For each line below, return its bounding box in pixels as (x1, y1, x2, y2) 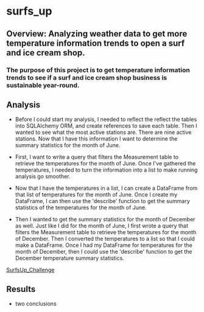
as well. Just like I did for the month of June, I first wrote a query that (15, 222, 189, 229)
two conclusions (15, 300, 57, 308)
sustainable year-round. (6, 81, 80, 89)
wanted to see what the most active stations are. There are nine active (15, 129, 192, 136)
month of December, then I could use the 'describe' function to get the (15, 248, 192, 255)
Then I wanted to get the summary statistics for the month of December (15, 216, 196, 223)
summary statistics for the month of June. (15, 142, 121, 149)
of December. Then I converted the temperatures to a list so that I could (15, 235, 195, 243)
